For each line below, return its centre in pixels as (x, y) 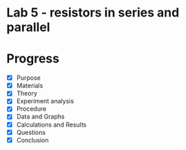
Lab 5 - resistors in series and (93, 13)
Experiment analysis (45, 101)
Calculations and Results (51, 125)
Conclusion (32, 140)
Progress (33, 59)
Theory (27, 94)
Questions (31, 132)
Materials (30, 86)
